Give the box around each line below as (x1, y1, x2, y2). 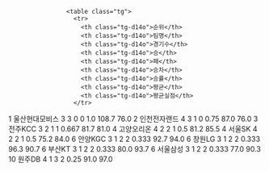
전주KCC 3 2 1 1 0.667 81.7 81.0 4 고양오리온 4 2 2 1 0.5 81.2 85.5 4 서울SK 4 (8, 124, 258, 133)
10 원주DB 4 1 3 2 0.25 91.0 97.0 (8, 154, 113, 164)
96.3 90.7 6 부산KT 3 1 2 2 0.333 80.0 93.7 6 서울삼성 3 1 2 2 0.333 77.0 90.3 (8, 144, 261, 153)
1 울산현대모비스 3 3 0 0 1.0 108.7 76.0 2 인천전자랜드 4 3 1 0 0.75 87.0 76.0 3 (8, 114, 258, 123)
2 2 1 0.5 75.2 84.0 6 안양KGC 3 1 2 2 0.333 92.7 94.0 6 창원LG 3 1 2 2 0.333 (8, 134, 261, 144)
